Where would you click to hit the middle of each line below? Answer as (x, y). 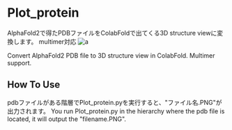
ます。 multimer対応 (48, 41)
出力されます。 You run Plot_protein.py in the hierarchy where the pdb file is (116, 111)
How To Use (34, 85)
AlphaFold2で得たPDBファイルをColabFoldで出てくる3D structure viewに (112, 33)
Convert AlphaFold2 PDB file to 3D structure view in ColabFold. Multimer (111, 55)
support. (20, 63)
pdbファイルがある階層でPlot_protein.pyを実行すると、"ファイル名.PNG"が (115, 102)
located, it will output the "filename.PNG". (67, 119)
